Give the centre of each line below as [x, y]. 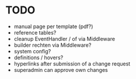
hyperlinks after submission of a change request [72, 63]
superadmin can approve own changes [61, 70]
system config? [32, 51]
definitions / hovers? [39, 57]
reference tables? [35, 32]
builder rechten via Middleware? [53, 45]
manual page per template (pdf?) [53, 26]
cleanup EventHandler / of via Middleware [64, 39]
